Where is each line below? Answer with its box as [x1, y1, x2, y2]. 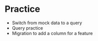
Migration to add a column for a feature [11, 30, 93, 36]
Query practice [11, 25, 43, 31]
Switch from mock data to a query [11, 20, 82, 26]
